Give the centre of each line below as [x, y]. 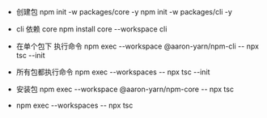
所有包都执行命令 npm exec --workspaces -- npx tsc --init [113, 72]
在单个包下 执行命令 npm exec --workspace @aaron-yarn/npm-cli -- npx [137, 46]
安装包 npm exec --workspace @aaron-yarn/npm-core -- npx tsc [125, 89]
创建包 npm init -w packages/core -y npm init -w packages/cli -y [124, 12]
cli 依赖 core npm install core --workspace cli [91, 29]
